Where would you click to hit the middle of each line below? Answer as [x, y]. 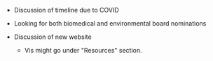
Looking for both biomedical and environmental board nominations [110, 23]
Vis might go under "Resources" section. [83, 50]
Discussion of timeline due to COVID [66, 10]
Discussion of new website [53, 37]
